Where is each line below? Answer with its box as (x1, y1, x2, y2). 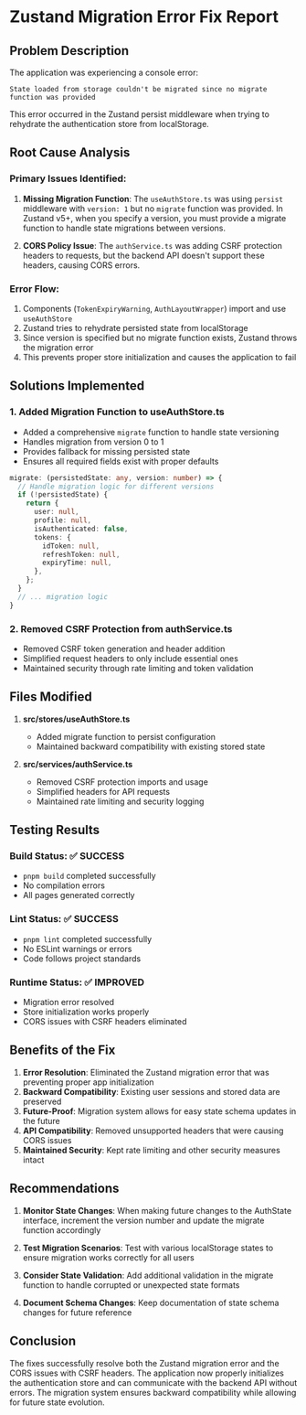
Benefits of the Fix (9, 1043, 116, 1058)
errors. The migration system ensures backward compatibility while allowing (9, 1387, 297, 1398)
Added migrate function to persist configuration (36, 731, 216, 742)
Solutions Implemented (9, 378, 144, 394)
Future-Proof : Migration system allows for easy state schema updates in (22, 1105, 297, 1117)
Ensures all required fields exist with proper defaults (22, 456, 219, 466)
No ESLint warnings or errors (22, 943, 132, 954)
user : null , (33, 508, 79, 517)
